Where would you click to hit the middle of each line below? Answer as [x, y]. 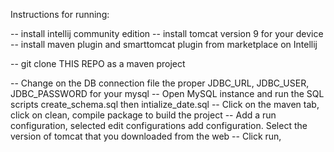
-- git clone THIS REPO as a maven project [98, 63]
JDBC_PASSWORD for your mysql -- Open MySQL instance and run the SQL [167, 93]
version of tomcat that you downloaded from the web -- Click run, [146, 136]
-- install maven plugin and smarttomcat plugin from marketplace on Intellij [164, 44]
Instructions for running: [60, 14]
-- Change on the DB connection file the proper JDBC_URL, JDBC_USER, [160, 83]
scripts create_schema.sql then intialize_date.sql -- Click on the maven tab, [165, 104]
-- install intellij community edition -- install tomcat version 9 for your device [167, 33]
